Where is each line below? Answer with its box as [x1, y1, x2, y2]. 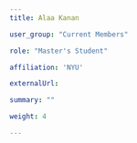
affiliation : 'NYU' [9, 63, 84, 72]
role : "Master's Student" [9, 46, 108, 56]
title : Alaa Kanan [9, 13, 79, 23]
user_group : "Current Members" [9, 29, 129, 39]
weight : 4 [9, 112, 47, 121]
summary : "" [9, 96, 55, 105]
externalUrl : [9, 79, 59, 88]
